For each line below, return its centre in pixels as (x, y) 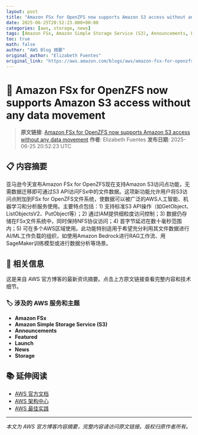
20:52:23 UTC (55, 146)
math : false (21, 45)
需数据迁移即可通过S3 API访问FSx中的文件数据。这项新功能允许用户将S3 (94, 192)
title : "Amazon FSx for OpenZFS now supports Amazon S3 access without (96, 17)
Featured (26, 337)
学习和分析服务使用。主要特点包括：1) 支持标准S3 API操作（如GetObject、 (101, 207)
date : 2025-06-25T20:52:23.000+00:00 (52, 22)
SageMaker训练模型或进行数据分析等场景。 (59, 243)
